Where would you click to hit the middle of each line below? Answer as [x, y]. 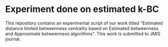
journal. [13, 39]
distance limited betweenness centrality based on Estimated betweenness [82, 28]
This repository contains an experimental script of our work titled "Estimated [84, 23]
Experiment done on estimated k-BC [82, 9]
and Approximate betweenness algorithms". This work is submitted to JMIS [83, 33]
